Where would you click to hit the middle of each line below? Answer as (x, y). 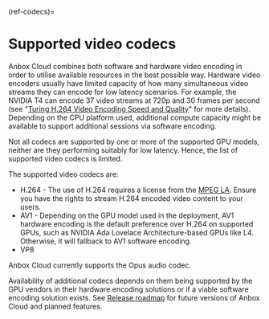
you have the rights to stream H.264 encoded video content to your (131, 198)
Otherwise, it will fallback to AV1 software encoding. (106, 241)
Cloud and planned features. (55, 306)
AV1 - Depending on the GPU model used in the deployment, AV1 (127, 215)
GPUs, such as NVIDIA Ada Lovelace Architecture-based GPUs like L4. (137, 232)
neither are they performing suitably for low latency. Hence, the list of (123, 150)
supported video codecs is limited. (65, 158)
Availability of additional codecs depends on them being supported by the (130, 280)
